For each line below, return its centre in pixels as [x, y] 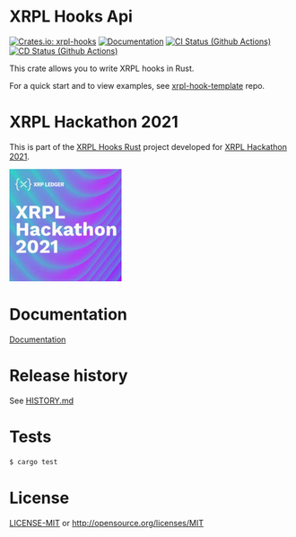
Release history [69, 375]
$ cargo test [34, 462]
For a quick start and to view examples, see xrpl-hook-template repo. [137, 85]
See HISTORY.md [42, 401]
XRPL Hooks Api [71, 17]
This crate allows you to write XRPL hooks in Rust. [102, 68]
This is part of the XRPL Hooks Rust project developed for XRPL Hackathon [148, 146]
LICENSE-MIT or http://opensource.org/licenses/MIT [107, 523]
